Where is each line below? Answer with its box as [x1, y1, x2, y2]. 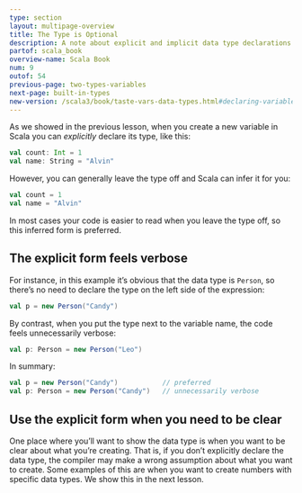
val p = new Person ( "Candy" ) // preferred [9, 379, 211, 388]
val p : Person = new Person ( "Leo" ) [9, 345, 143, 354]
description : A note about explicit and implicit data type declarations [9, 38, 292, 48]
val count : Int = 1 [9, 148, 83, 157]
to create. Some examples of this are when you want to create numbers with [9, 464, 292, 475]
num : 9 [9, 64, 34, 73]
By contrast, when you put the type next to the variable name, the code [9, 318, 273, 328]
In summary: [9, 361, 56, 372]
